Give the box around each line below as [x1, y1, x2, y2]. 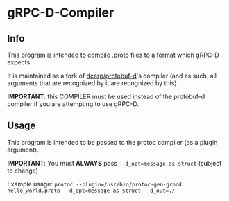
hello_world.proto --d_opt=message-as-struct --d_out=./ [7, 187, 176, 194]
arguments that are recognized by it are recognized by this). [7, 79, 179, 87]
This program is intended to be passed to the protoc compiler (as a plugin [7, 138, 218, 146]
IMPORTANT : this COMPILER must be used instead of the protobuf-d [7, 92, 205, 101]
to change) [7, 166, 38, 175]
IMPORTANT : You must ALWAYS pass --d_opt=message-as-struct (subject [7, 159, 222, 167]
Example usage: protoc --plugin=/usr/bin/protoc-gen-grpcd [7, 180, 183, 188]
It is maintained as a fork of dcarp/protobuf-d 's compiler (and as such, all [7, 71, 217, 80]
